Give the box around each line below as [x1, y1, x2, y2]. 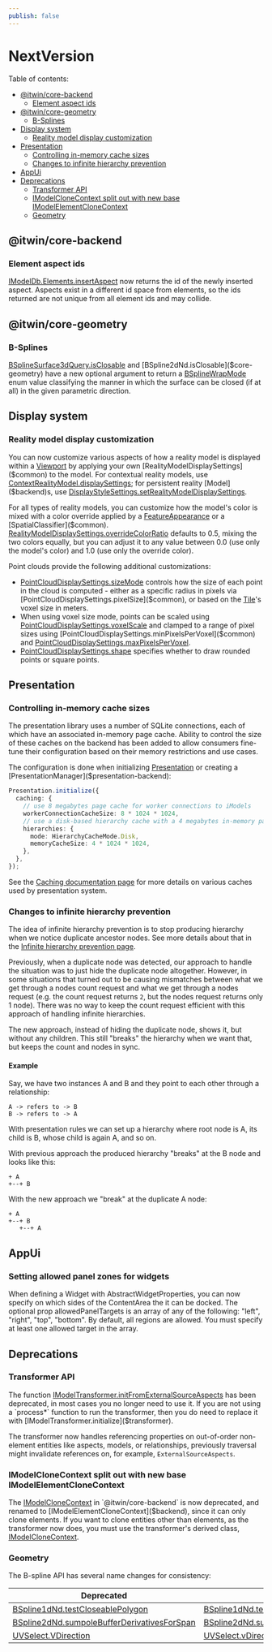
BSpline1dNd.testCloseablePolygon [12, 1604, 148, 1615]
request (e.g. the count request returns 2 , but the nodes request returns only [8, 992, 263, 1002]
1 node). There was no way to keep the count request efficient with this [8, 1000, 245, 1011]
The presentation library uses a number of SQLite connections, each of [8, 721, 245, 731]
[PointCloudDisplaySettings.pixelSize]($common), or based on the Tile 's [19, 594, 261, 604]
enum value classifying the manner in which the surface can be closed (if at [8, 377, 261, 386]
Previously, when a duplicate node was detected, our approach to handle [8, 957, 253, 967]
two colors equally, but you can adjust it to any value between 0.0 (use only [8, 537, 261, 546]
